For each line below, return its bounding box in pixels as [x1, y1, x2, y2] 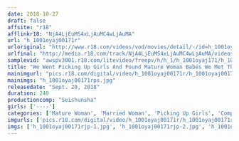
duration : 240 [7, 90, 50, 97]
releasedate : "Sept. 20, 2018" [7, 83, 100, 90]
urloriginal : [7, 43, 46, 51]
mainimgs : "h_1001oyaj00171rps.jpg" [7, 76, 116, 84]
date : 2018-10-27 [7, 10, 59, 18]
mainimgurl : [7, 70, 43, 77]
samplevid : [7, 57, 40, 64]
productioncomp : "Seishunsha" [7, 97, 97, 104]
